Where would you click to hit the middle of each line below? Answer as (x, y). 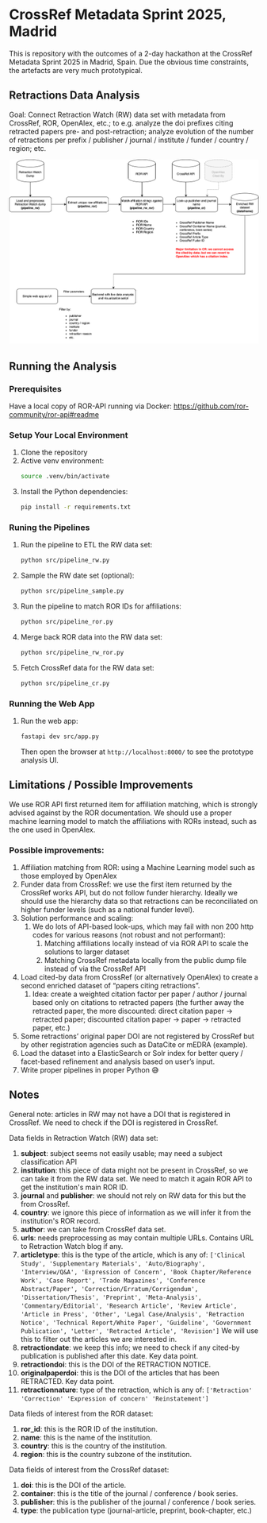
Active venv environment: (62, 461)
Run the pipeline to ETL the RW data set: (86, 545)
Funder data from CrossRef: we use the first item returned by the (126, 884)
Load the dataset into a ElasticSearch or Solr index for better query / (132, 1053)
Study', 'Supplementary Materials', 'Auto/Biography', (113, 1264)
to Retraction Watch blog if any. (72, 1246)
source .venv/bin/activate (65, 477)
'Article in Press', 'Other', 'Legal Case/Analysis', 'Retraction (132, 1314)
